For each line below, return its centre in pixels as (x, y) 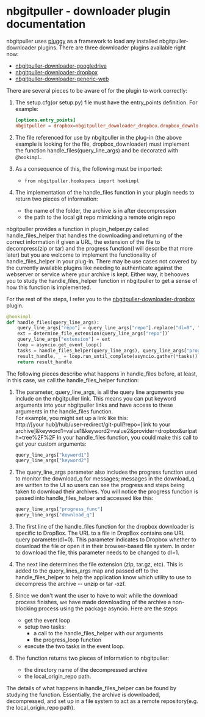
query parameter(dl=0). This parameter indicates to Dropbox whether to (106, 540)
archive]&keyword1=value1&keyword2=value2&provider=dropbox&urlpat (106, 430)
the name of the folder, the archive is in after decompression (100, 210)
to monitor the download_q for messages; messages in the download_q (105, 479)
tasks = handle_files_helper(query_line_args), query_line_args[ (102, 351)
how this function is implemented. (49, 287)
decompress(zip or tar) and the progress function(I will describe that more (100, 248)
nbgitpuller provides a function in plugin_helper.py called (78, 229)
